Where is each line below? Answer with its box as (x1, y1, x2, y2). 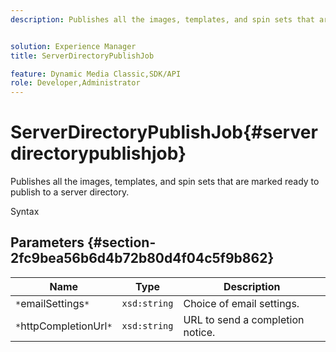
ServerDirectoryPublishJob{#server (10, 121, 318, 144)
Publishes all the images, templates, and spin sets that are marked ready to (10, 176, 320, 188)
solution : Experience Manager (10, 41, 137, 51)
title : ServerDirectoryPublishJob (10, 51, 155, 61)
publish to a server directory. (10, 186, 130, 198)
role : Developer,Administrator (10, 78, 141, 88)
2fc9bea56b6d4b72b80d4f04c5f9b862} (10, 250, 275, 267)
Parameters (10, 234, 85, 251)
